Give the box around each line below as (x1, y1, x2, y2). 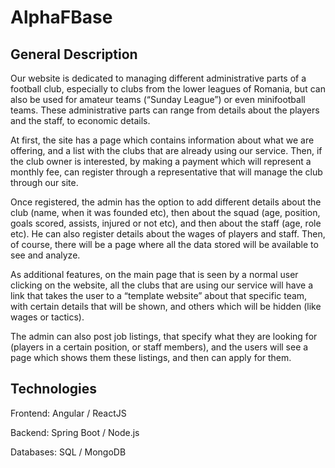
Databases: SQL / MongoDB (10, 446, 127, 458)
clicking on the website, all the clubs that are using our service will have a (10, 279, 314, 291)
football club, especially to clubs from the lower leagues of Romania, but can (10, 83, 326, 95)
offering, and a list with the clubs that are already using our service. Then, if (10, 145, 323, 156)
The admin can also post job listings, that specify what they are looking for (10, 331, 318, 342)
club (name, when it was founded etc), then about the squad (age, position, (10, 207, 321, 218)
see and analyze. (10, 249, 81, 261)
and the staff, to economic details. (10, 115, 151, 126)
